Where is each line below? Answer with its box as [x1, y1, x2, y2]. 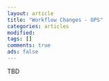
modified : [7, 29, 36, 36]
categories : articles [7, 23, 70, 30]
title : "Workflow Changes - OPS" [7, 16, 103, 23]
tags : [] [7, 36, 32, 43]
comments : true [7, 42, 51, 49]
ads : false [7, 49, 39, 56]
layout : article [7, 10, 54, 17]
